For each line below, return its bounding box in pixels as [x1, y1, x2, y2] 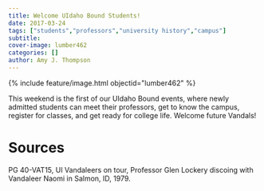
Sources [8, 139, 65, 157]
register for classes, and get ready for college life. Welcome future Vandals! [8, 110, 257, 120]
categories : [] [8, 49, 59, 57]
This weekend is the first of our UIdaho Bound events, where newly [8, 94, 230, 103]
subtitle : [8, 34, 41, 42]
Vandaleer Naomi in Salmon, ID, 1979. [8, 173, 132, 183]
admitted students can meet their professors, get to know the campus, [8, 101, 240, 112]
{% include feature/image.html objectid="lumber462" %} [8, 78, 196, 88]
